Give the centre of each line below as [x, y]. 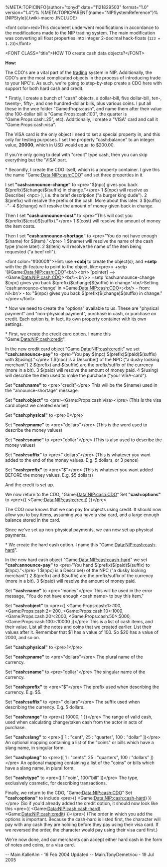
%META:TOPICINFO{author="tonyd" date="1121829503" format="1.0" [77, 7]
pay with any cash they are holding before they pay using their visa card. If [82, 825]
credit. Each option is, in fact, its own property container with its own [76, 319]
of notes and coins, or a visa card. [40, 845]
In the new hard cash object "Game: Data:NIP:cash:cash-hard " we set [76, 560]
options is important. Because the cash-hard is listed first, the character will [83, 819]
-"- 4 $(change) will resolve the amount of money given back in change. [79, 206]
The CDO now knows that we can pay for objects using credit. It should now [83, 509]
